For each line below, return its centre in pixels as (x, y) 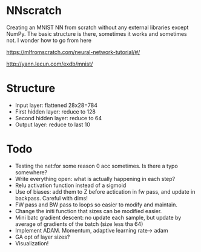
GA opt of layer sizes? (42, 237)
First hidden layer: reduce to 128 (55, 111)
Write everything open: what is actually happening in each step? (95, 179)
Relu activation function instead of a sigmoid (71, 185)
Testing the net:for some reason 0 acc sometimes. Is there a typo (97, 166)
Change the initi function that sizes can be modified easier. (88, 211)
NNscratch (34, 11)
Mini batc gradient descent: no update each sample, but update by (98, 217)
